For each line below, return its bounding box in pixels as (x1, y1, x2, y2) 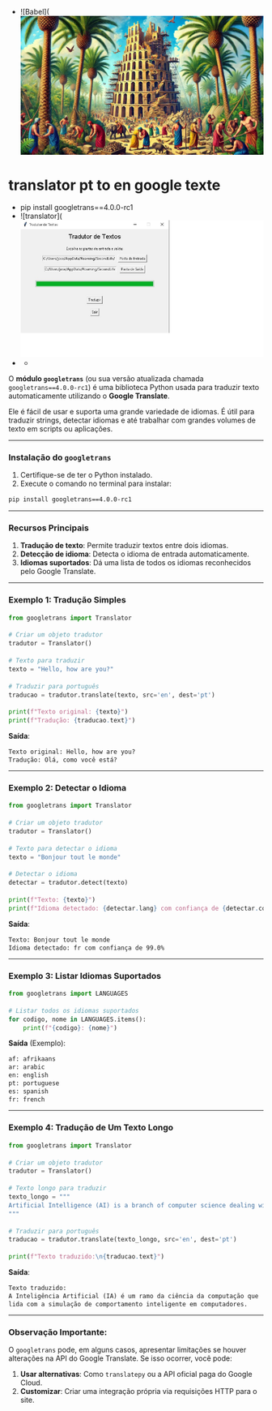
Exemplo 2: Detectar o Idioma (8, 783, 127, 794)
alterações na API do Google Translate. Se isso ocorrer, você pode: (8, 1353, 232, 1363)
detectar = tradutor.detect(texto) (8, 879, 129, 887)
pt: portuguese (8, 1079, 60, 1087)
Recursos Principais (8, 522, 89, 534)
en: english (8, 1071, 49, 1079)
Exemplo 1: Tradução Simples (8, 594, 127, 606)
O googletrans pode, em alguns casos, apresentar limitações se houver (8, 1345, 247, 1355)
